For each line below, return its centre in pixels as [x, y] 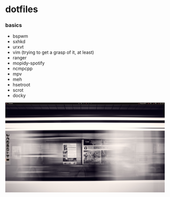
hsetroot [21, 85]
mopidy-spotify [29, 63]
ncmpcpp [23, 69]
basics [14, 25]
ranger [19, 58]
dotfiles [22, 9]
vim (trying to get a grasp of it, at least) [53, 52]
